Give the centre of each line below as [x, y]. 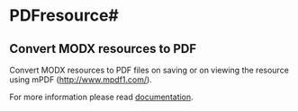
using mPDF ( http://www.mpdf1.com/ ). [81, 80]
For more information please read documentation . [101, 97]
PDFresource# [64, 16]
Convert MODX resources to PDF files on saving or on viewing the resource [149, 70]
